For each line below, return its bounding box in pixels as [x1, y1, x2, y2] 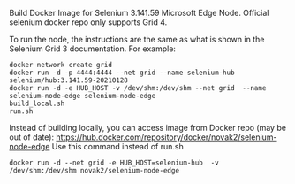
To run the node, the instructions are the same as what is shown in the [9, 34, 265, 44]
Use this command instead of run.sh [51, 142, 184, 151]
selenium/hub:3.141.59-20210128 [9, 76, 128, 85]
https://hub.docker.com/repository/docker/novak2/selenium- [56, 132, 277, 142]
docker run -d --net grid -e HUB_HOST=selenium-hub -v [9, 158, 219, 167]
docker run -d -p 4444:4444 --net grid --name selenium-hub [9, 68, 236, 77]
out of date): [9, 132, 55, 142]
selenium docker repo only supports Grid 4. [9, 17, 168, 27]
